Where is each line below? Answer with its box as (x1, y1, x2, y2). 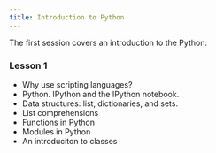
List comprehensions (21, 107, 99, 118)
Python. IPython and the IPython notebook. (21, 88, 180, 99)
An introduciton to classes (21, 135, 118, 146)
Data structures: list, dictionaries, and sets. (21, 98, 179, 109)
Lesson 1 (9, 59, 48, 72)
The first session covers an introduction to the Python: (9, 37, 208, 48)
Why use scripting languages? (21, 79, 133, 89)
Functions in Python (21, 117, 96, 127)
